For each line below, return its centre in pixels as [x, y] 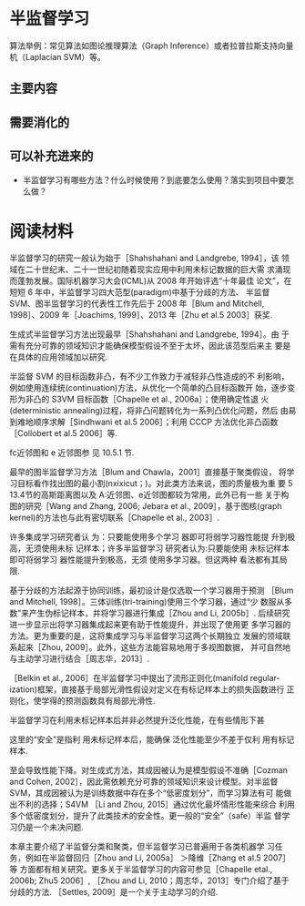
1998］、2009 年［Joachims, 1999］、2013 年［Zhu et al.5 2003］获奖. [141, 315]
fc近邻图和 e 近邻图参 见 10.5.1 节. [72, 453]
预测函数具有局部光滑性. [111, 701]
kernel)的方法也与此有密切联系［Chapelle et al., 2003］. [115, 518]
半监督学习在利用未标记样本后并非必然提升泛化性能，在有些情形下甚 [137, 720]
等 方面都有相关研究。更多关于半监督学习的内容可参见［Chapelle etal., [141, 870]
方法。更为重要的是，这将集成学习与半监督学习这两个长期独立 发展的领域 [146, 636]
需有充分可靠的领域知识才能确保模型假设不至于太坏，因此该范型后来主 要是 [150, 346]
